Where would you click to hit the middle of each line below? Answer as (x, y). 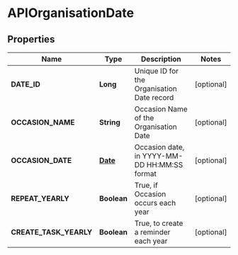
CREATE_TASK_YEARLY (52, 232)
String (109, 122)
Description (161, 59)
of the (144, 118)
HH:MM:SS (165, 165)
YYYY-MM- (163, 156)
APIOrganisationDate (71, 13)
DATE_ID (26, 84)
